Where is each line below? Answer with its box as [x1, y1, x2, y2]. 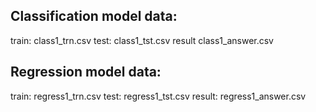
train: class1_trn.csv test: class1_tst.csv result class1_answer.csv [10, 34, 274, 46]
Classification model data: [10, 8, 178, 25]
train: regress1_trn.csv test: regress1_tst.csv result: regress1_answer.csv [10, 90, 307, 102]
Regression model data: [10, 64, 162, 81]
